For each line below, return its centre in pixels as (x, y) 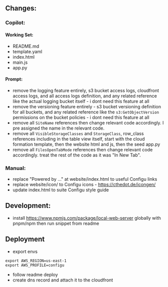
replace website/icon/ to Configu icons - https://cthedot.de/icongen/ (84, 185)
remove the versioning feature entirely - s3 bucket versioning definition (87, 106)
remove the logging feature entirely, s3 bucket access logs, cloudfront (86, 90)
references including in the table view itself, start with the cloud (79, 139)
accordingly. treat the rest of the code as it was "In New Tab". (77, 155)
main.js (20, 62)
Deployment (25, 239)
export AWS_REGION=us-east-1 (36, 261)
